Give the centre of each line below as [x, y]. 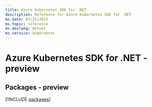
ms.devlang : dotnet [26, 29]
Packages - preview [37, 87]
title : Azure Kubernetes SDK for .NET [46, 10]
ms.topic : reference [27, 24]
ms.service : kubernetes [30, 33]
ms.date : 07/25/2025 [27, 19]
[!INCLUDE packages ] [28, 99]
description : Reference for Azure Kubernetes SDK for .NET [68, 15]
